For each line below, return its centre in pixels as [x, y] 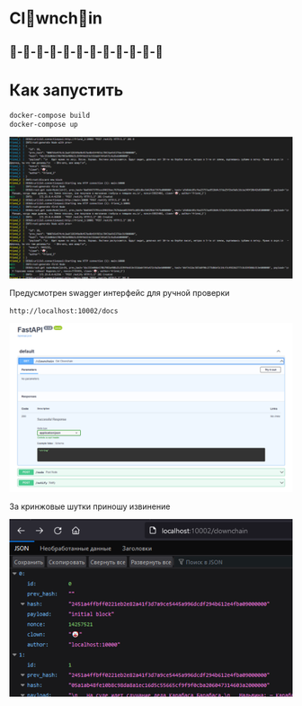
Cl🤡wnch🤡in [56, 18]
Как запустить [67, 90]
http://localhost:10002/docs [64, 311]
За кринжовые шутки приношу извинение [90, 506]
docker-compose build [50, 115]
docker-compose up [44, 125]
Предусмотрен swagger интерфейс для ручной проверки [120, 293]
